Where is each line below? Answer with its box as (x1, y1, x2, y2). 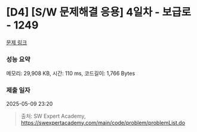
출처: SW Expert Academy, (20, 112, 86, 120)
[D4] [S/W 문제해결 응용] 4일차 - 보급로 (6, 5, 192, 19)
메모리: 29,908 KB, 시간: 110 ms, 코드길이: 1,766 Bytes (6, 70, 136, 77)
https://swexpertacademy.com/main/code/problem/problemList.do (20, 119, 186, 126)
